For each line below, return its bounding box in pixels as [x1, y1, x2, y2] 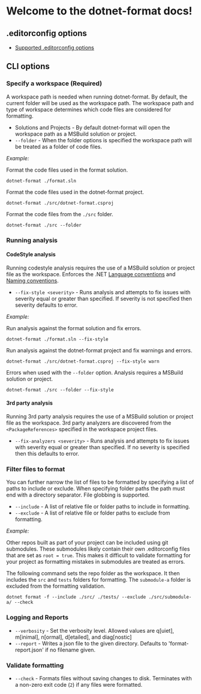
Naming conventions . [6, 277, 59, 284]
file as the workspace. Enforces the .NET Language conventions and [6, 270, 176, 277]
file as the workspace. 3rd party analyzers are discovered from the [6, 419, 172, 427]
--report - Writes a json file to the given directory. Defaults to [14, 639, 167, 647]
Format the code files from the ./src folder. [6, 210, 113, 217]
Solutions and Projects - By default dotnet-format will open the [14, 124, 170, 131]
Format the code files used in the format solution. [6, 166, 128, 173]
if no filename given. [44, 646, 96, 653]
